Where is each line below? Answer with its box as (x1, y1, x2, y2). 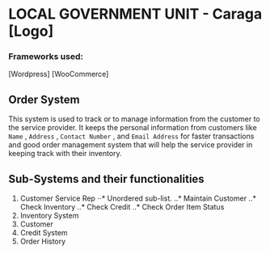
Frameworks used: (8, 51, 83, 62)
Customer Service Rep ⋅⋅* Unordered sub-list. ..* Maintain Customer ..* (19, 193, 257, 203)
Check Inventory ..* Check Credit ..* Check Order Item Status (19, 202, 225, 212)
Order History (19, 236, 66, 247)
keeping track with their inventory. (8, 149, 123, 159)
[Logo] (8, 22, 54, 40)
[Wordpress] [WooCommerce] (8, 70, 109, 79)
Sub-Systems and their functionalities (8, 171, 205, 186)
